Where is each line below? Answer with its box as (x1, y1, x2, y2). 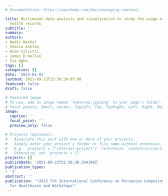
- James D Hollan (5, 53, 41, 58)
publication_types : (5, 164, 46, 169)
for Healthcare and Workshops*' (9, 183, 77, 188)
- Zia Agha (5, 58, 28, 63)
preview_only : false (9, 123, 52, 128)
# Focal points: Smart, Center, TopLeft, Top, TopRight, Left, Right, (5, 104, 155, 109)
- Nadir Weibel (5, 39, 37, 45)
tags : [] (5, 63, 23, 68)
